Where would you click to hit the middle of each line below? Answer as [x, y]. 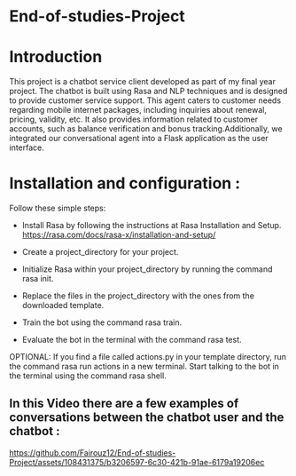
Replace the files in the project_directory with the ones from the [138, 296]
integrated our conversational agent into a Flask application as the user [139, 139]
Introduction [56, 57]
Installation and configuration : [125, 183]
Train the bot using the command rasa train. [102, 322]
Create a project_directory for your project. [100, 252]
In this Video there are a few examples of [124, 404]
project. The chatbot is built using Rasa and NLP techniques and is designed [148, 91]
